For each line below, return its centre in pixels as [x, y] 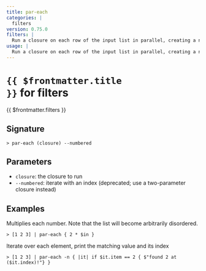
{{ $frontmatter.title [64, 80]
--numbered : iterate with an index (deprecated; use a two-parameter [100, 183]
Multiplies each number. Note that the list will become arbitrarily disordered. [102, 223]
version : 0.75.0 [27, 29]
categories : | [25, 18]
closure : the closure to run [49, 176]
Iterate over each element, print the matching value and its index [88, 246]
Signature [25, 129]
